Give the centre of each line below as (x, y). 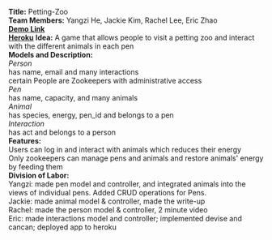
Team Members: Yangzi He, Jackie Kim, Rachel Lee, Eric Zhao (113, 20)
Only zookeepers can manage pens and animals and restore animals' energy (136, 158)
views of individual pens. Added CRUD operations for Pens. (108, 193)
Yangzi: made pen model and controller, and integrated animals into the (127, 184)
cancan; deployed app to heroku (63, 227)
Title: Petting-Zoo (38, 12)
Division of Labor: (39, 175)
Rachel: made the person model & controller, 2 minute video (108, 210)
